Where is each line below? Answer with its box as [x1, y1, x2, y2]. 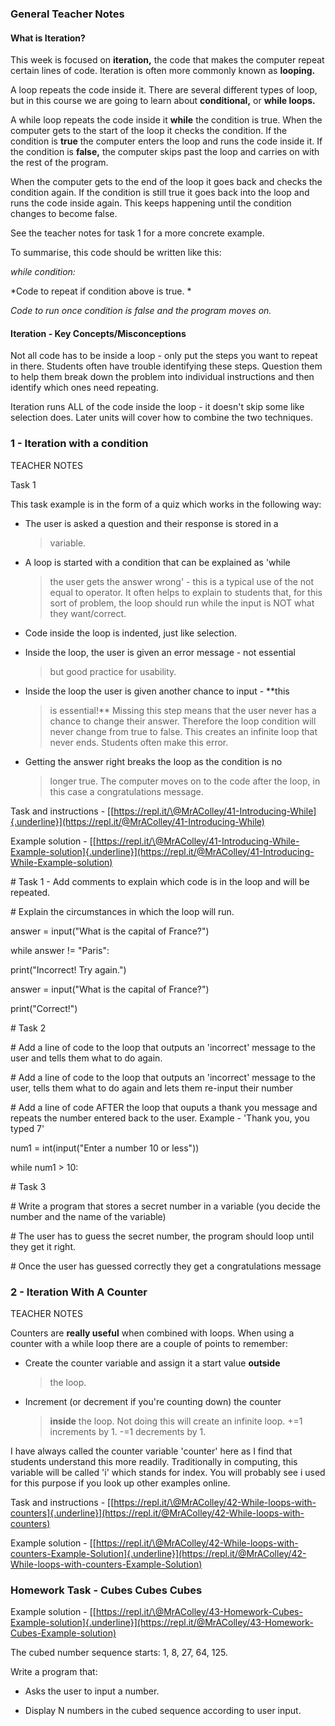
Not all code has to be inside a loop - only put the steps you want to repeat [10, 350, 318, 362]
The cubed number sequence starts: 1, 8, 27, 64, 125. [10, 1647, 228, 1659]
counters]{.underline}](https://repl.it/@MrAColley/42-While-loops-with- [10, 1507, 305, 1519]
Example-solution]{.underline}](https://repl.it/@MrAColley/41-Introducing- [10, 845, 315, 857]
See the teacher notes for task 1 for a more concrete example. [10, 227, 265, 239]
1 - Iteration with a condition [10, 437, 149, 451]
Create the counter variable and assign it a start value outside [24, 1357, 281, 1369]
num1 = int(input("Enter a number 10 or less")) [10, 1142, 200, 1154]
